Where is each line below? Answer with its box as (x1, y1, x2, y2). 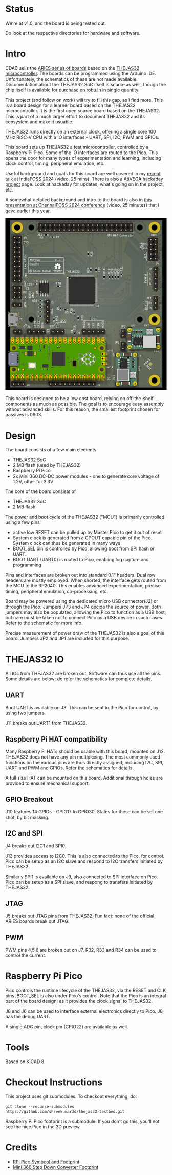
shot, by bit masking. (5, 814, 50, 820)
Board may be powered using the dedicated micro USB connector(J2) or (5, 598, 158, 604)
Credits (5, 1142, 37, 1153)
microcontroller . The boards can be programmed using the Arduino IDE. (5, 70, 156, 77)
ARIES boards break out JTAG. (5, 918, 70, 924)
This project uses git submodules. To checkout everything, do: (5, 1093, 137, 1100)
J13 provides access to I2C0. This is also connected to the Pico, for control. (5, 852, 165, 859)
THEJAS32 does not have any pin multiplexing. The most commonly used (5, 753, 160, 760)
